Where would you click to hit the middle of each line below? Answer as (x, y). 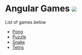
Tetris (18, 47)
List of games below (26, 22)
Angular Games (38, 9)
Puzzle (19, 37)
